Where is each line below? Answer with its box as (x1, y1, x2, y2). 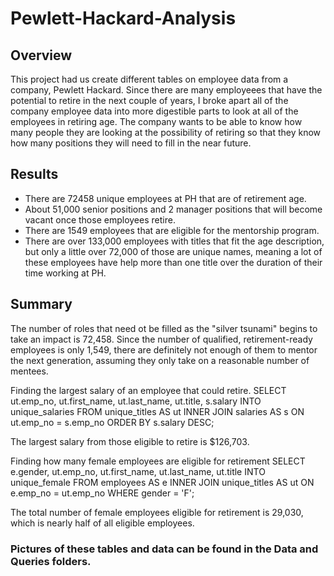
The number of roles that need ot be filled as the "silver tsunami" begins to (10, 322, 318, 334)
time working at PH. (24, 267, 107, 279)
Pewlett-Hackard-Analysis (10, 7, 237, 30)
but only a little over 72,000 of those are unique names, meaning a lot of (24, 245, 323, 257)
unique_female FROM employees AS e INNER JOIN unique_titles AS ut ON (10, 476, 315, 488)
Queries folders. (10, 554, 92, 568)
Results (10, 166, 59, 183)
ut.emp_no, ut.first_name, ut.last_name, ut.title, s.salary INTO (10, 395, 262, 407)
